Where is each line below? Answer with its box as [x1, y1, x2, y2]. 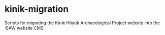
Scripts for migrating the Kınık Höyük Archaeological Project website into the [4, 20, 160, 26]
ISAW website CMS [4, 25, 44, 31]
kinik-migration [4, 3, 69, 15]
